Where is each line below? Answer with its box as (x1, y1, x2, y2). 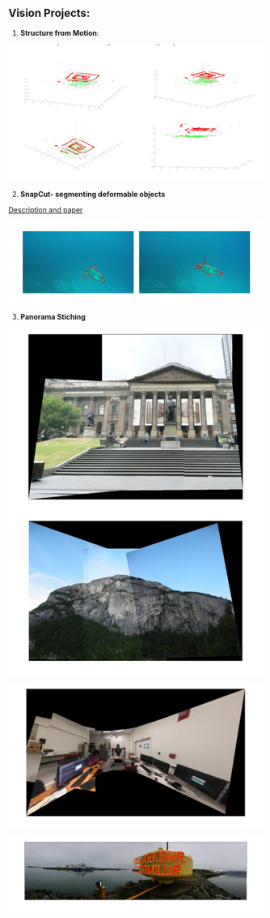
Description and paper (8, 205, 83, 215)
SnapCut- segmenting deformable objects (19, 190, 166, 199)
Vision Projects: (8, 6, 91, 20)
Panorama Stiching (19, 311, 86, 321)
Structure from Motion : (19, 28, 99, 37)
